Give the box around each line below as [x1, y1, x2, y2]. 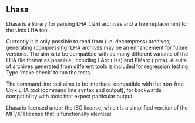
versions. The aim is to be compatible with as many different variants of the [6, 50, 189, 57]
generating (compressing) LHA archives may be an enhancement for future [6, 44, 188, 51]
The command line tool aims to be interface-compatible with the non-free [6, 80, 184, 87]
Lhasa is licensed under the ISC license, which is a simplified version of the [6, 104, 188, 111]
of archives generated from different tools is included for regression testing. [6, 63, 190, 70]
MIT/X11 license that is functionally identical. [6, 110, 113, 117]
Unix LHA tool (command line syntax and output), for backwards [6, 86, 162, 93]
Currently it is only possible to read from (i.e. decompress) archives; [6, 37, 171, 45]
